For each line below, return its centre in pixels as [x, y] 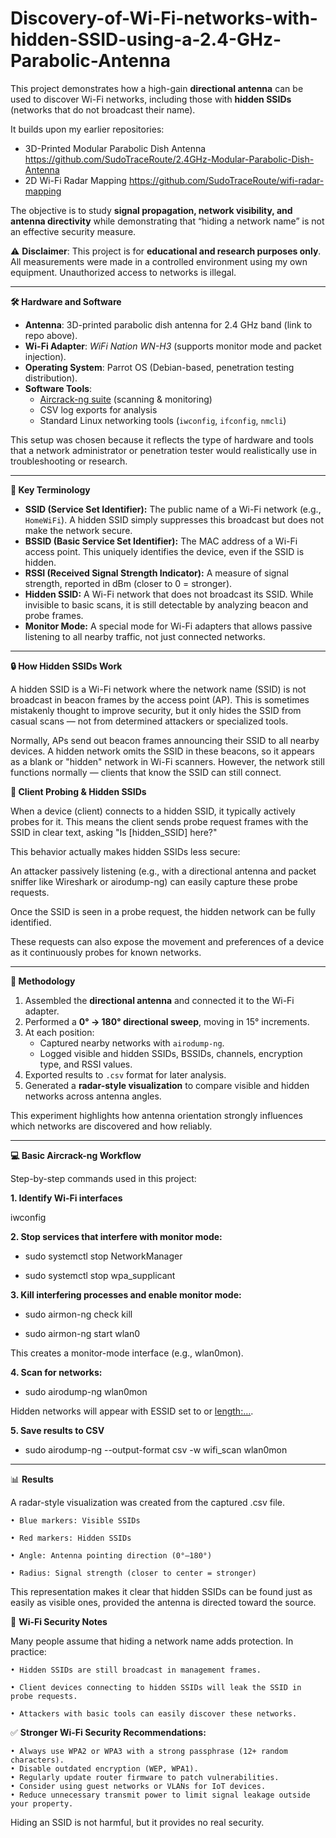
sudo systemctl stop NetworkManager [103, 1256]
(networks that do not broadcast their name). [103, 109]
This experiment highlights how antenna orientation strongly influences [156, 1115]
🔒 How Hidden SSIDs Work [66, 666]
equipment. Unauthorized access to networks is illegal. [123, 272]
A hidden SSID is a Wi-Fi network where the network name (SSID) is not [158, 689]
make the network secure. [78, 530]
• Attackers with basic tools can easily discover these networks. [154, 1713]
